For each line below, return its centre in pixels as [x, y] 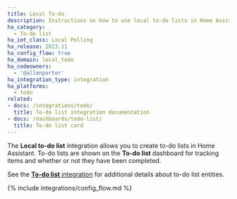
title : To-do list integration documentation [82, 112]
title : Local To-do [36, 14]
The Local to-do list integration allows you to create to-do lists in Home [111, 145]
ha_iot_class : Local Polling [50, 40]
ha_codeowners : [30, 66]
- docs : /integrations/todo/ [50, 106]
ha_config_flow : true [39, 54]
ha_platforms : [28, 86]
